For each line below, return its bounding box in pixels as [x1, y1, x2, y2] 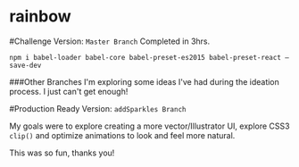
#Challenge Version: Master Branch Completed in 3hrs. [9, 36, 211, 46]
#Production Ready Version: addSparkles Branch [9, 103, 187, 113]
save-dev [9, 61, 42, 70]
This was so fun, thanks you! [9, 147, 115, 158]
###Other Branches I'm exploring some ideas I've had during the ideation [9, 76, 279, 87]
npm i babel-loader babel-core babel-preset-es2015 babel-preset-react [9, 53, 281, 62]
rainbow [9, 6, 71, 27]
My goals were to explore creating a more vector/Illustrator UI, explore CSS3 [9, 121, 290, 131]
